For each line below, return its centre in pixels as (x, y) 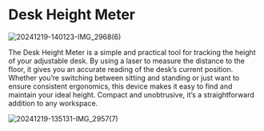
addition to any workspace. (53, 103)
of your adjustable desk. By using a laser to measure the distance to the (127, 61)
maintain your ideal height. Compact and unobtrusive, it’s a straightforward (131, 94)
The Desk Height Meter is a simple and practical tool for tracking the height (132, 52)
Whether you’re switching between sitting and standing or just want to (124, 77)
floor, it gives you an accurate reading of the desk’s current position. (121, 69)
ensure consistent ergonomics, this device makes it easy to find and (120, 86)
